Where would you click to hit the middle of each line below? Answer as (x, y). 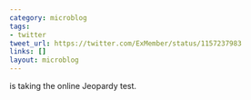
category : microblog (49, 18)
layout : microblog (44, 60)
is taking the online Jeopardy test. (73, 86)
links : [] (28, 52)
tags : (20, 26)
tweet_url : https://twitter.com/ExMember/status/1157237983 (126, 43)
